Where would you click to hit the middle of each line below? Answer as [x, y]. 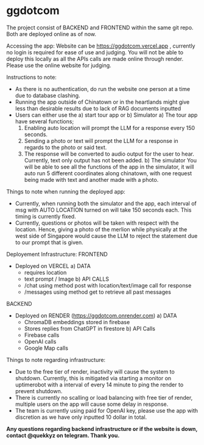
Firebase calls [42, 335]
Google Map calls [46, 348]
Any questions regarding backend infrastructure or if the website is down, [102, 429]
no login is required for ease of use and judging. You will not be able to [95, 52]
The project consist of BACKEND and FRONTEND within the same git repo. [100, 27]
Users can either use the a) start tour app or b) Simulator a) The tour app [106, 115]
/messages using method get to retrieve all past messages [98, 292]
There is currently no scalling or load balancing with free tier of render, [104, 397]
